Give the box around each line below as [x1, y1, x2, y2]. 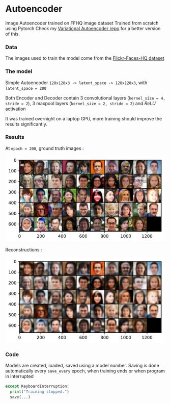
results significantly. [5, 121, 47, 127]
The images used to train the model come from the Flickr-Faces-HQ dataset [5, 55, 164, 61]
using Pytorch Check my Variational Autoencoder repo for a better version [5, 25, 161, 31]
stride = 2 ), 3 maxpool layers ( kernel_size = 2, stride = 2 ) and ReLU [5, 100, 156, 106]
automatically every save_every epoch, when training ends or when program [5, 368, 165, 374]
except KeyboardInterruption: [5, 384, 70, 389]
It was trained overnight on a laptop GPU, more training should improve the [5, 115, 162, 121]
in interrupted [5, 373, 34, 380]
